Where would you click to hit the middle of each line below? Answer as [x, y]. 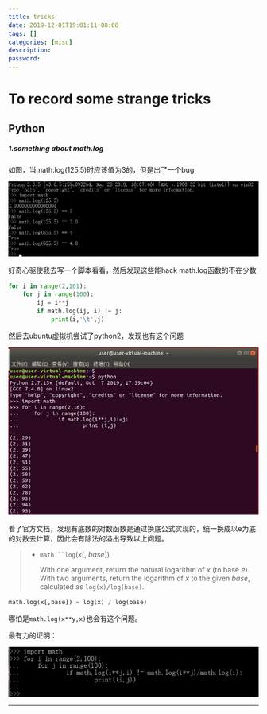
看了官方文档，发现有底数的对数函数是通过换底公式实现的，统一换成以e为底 [132, 529]
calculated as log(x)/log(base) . [92, 587]
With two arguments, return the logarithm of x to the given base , [145, 578]
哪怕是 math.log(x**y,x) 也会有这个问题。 [75, 618]
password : [25, 59]
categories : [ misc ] [41, 42]
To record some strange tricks [110, 99]
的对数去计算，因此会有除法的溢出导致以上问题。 [88, 539]
